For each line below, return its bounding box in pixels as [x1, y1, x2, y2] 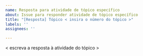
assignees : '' [5, 26, 36, 32]
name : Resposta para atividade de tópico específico [5, 7, 120, 13]
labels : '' [5, 21, 29, 27]
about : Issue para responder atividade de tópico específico [5, 12, 138, 17]
